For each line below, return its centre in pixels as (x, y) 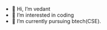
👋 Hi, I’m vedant (31, 9)
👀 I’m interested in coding (43, 15)
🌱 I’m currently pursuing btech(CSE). (56, 21)
